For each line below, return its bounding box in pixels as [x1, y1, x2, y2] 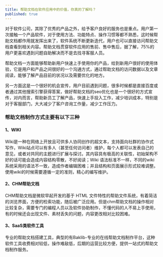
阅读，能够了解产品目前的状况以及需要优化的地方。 [5, 72, 107, 78]
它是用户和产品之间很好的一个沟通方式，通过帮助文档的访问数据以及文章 [13, 66, 158, 72]
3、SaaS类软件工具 [5, 223, 44, 228]
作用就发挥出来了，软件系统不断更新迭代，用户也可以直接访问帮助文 [21, 37, 158, 44]
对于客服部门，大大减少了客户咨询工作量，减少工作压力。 [5, 100, 120, 107]
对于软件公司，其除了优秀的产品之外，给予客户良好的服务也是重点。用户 [5, 25, 149, 32]
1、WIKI [5, 127, 21, 133]
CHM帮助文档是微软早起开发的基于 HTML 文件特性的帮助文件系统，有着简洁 [5, 193, 158, 198]
